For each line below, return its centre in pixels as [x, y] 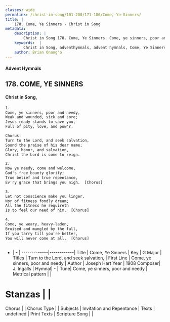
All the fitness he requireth [37, 206]
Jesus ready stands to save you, [40, 122]
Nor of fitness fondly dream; [37, 201]
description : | [30, 33]
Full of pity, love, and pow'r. [39, 127]
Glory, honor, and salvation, [37, 150]
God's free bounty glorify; [35, 173]
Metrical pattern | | [32, 274]
